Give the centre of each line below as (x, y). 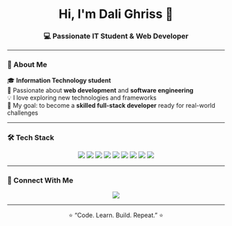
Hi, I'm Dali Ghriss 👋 (116, 14)
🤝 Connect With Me (40, 180)
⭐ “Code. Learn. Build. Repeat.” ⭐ (116, 215)
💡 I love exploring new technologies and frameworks (82, 97)
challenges (23, 113)
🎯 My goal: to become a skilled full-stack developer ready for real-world (111, 105)
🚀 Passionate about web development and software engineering (100, 90)
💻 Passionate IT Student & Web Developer (116, 36)
